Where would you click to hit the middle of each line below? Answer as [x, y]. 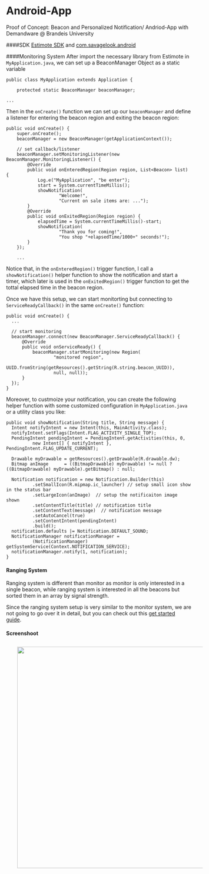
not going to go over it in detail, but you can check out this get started [91, 614]
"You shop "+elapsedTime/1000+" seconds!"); [114, 237]
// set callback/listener [49, 149]
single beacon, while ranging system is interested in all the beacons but [93, 589]
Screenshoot [22, 633]
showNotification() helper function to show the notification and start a [92, 275]
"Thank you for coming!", [90, 231]
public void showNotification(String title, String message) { [85, 423]
